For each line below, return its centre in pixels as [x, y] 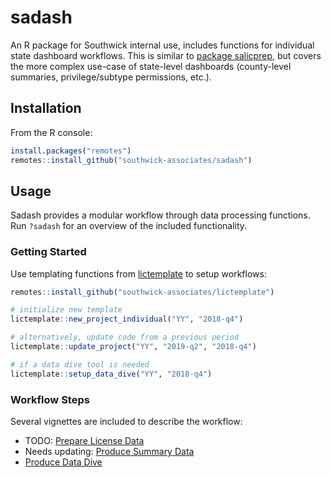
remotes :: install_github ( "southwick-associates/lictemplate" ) [142, 292]
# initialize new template [66, 310]
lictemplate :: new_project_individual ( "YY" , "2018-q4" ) [127, 319]
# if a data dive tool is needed [80, 364]
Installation [46, 108]
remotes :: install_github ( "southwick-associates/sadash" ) [131, 160]
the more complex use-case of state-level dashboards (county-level [151, 66]
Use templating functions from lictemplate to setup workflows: [138, 273]
